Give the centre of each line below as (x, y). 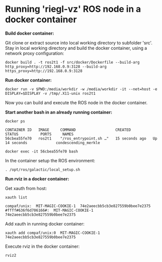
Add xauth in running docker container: (45, 224)
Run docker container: (28, 80)
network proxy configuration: (34, 53)
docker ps (15, 121)
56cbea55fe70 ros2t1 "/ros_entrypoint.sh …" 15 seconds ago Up (81, 138)
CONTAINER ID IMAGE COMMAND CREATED (68, 130)
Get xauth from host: (26, 188)
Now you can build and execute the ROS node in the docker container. (76, 103)
